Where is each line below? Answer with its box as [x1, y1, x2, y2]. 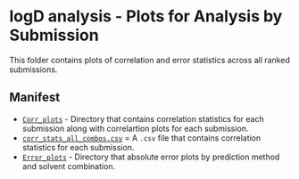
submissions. [9, 64, 58, 75]
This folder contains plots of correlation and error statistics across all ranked [9, 54, 290, 65]
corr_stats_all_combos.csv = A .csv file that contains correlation [21, 132, 262, 143]
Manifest [9, 90, 61, 105]
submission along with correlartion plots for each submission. [21, 123, 249, 134]
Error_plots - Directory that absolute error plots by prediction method [21, 151, 280, 162]
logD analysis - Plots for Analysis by [9, 6, 283, 27]
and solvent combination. [21, 160, 116, 171]
